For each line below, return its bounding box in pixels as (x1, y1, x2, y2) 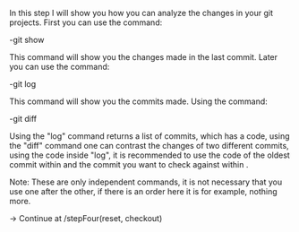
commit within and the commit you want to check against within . (9, 159, 249, 169)
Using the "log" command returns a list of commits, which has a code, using (9, 131, 290, 142)
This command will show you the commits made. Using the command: (9, 96, 269, 107)
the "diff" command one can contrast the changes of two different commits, (9, 141, 289, 150)
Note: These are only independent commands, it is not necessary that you (9, 176, 283, 187)
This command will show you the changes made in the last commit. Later (9, 52, 278, 62)
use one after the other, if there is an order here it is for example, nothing (9, 186, 278, 196)
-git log (9, 79, 37, 89)
